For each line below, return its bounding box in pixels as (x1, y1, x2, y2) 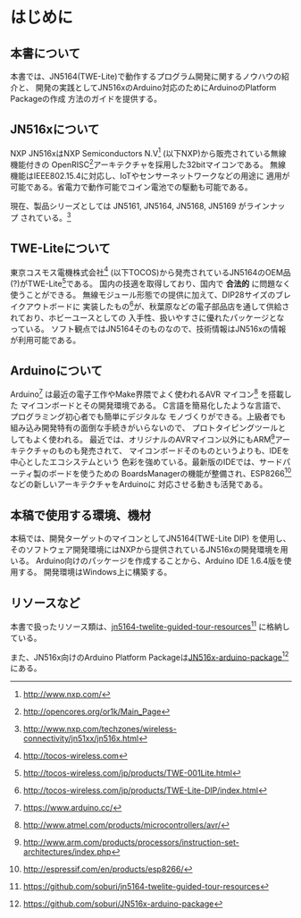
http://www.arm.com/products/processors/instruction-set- (22, 837, 239, 848)
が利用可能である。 (10, 334, 81, 345)
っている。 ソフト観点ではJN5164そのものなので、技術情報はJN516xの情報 (10, 323, 287, 334)
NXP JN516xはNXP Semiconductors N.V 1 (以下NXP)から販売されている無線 (10, 146, 287, 158)
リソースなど (10, 595, 80, 611)
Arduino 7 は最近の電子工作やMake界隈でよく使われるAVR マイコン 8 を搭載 (10, 387, 284, 400)
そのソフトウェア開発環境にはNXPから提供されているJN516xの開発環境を (10, 544, 280, 555)
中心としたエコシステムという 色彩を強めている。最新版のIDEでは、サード (10, 456, 283, 467)
